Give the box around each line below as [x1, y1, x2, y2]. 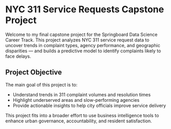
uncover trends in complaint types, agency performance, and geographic [5, 42, 161, 48]
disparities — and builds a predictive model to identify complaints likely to [5, 48, 161, 54]
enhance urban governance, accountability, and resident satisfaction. [5, 118, 153, 124]
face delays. [5, 53, 31, 59]
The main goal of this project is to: [5, 81, 78, 88]
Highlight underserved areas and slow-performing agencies [12, 97, 140, 103]
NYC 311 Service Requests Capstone [5, 4, 164, 15]
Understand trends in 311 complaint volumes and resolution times [12, 91, 151, 98]
